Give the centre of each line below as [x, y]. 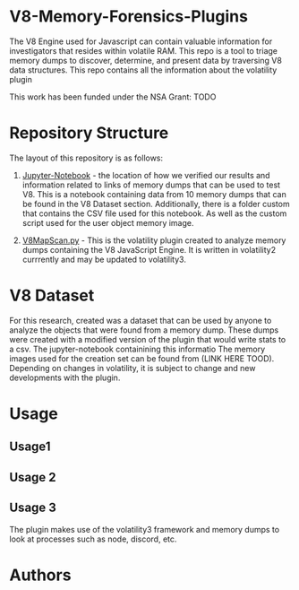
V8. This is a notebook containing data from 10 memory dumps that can [154, 194]
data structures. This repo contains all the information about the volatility [143, 70]
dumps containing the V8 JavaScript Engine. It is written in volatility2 [149, 249]
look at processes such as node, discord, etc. [93, 539]
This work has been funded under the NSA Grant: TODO [113, 97]
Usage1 [30, 447]
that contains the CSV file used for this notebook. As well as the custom [154, 213]
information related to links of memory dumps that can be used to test [151, 185]
